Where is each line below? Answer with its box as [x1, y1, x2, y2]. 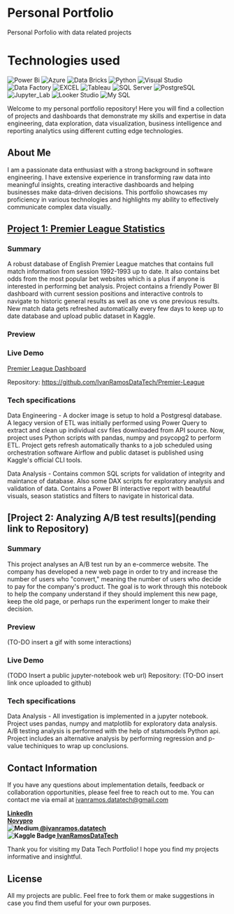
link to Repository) [7, 523, 89, 535]
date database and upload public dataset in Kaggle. [7, 312, 156, 320]
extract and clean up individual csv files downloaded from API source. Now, [7, 426, 225, 434]
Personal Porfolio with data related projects [7, 28, 132, 36]
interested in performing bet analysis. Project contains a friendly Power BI [7, 282, 219, 291]
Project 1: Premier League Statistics [7, 223, 166, 235]
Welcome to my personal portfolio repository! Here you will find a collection [7, 104, 224, 113]
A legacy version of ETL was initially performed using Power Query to [7, 418, 207, 427]
